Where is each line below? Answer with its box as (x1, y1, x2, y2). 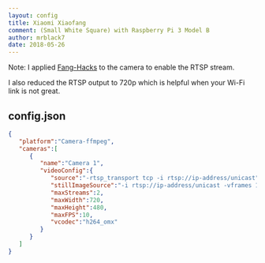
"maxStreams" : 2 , (50, 189, 104, 197)
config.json (8, 109, 66, 122)
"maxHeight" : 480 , (50, 203, 108, 212)
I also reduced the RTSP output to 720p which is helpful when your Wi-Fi (8, 78, 245, 88)
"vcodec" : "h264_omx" (50, 218, 118, 226)
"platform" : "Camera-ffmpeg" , (18, 137, 114, 145)
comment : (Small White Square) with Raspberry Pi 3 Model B (8, 26, 211, 34)
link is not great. (8, 86, 61, 96)
